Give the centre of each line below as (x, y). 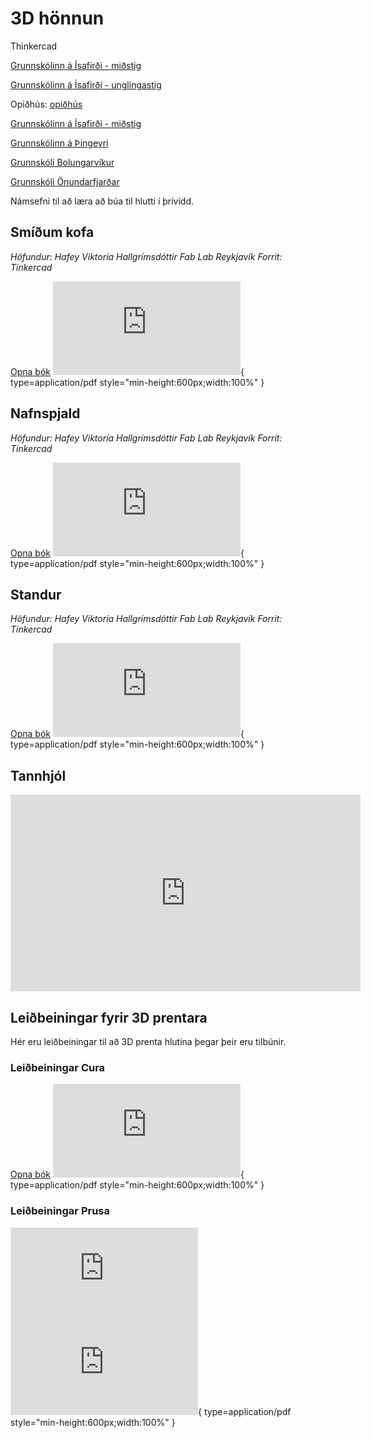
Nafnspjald (45, 413)
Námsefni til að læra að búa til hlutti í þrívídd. (102, 201)
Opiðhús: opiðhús (46, 104)
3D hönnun (57, 18)
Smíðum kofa (52, 232)
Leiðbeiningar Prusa (60, 1211)
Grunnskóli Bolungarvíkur (62, 162)
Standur (36, 594)
